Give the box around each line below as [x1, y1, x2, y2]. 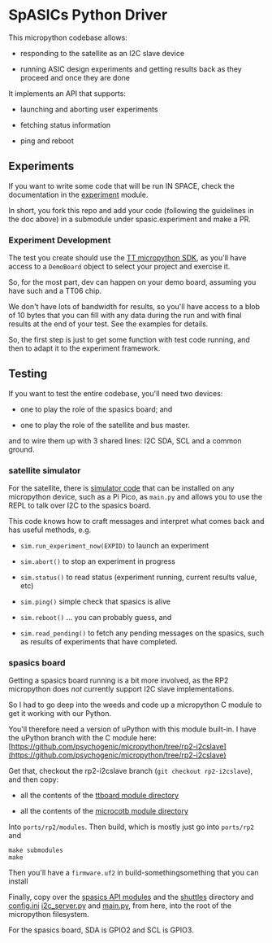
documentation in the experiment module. [8, 190, 149, 199]
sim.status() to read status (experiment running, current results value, [19, 572, 257, 583]
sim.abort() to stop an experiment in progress [19, 557, 176, 566]
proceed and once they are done [19, 72, 130, 82]
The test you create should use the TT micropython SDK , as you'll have [8, 253, 247, 263]
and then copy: [8, 775, 59, 784]
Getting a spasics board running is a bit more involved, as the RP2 [8, 675, 229, 685]
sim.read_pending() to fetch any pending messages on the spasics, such [19, 628, 265, 638]
